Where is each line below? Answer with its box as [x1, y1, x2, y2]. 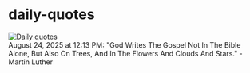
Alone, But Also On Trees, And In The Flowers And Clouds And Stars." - [8, 48, 244, 58]
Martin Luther [8, 57, 54, 67]
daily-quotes [8, 6, 95, 24]
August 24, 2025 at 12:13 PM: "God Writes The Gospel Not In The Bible [8, 40, 241, 49]
